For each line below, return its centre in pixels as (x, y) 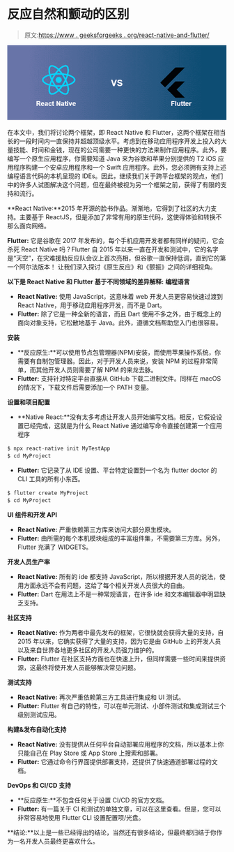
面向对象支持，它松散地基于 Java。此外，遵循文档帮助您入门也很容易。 (120, 323)
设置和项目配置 (29, 402)
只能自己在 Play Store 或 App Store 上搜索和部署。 (89, 753)
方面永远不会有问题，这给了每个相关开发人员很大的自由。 (106, 585)
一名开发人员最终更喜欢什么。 (56, 841)
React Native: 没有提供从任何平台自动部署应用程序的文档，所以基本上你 (120, 744)
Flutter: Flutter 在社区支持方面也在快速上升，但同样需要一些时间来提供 (118, 659)
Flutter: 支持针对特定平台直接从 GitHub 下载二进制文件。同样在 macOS (119, 379)
